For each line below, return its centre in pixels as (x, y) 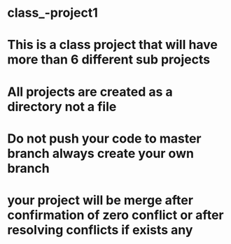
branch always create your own (101, 153)
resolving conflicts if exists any (100, 230)
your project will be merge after (100, 200)
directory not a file (62, 107)
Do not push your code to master (104, 138)
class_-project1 (52, 13)
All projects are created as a (90, 92)
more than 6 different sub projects (109, 60)
